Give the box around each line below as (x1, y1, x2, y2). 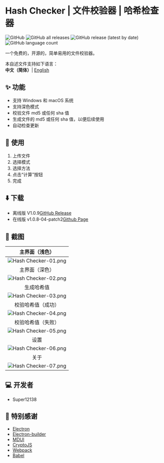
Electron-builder (12, 431, 46, 437)
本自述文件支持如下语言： (5, 61, 58, 67)
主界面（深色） (19, 266, 55, 273)
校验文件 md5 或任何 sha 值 (12, 110, 69, 116)
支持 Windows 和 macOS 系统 (12, 97, 74, 103)
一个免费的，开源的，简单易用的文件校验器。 (5, 50, 97, 56)
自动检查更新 (12, 122, 39, 128)
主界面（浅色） (19, 249, 55, 256)
